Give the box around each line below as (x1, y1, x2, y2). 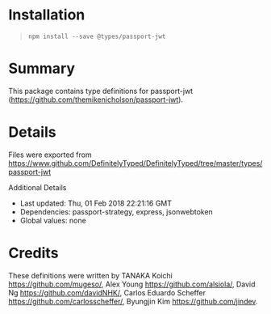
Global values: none (19, 215, 86, 225)
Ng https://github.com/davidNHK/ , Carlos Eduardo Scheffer (8, 287, 206, 297)
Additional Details (8, 182, 67, 192)
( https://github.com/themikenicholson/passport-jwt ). (8, 95, 184, 104)
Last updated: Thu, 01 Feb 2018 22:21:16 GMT (19, 198, 172, 208)
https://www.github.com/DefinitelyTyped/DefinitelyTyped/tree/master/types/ (8, 158, 263, 168)
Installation (8, 6, 85, 24)
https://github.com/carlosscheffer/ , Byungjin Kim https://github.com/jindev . (8, 296, 258, 306)
